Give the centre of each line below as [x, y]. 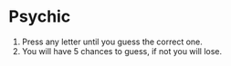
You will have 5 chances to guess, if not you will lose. [122, 51]
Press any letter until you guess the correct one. [112, 42]
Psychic [40, 17]
